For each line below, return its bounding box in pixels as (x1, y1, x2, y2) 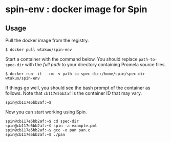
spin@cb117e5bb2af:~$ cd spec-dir (5, 119, 79, 124)
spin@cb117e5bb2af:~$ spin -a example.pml (5, 123, 97, 128)
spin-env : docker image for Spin (5, 4, 147, 15)
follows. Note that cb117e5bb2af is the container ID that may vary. (5, 90, 142, 96)
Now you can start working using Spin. (5, 109, 87, 115)
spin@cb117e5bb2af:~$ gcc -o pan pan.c (5, 128, 91, 133)
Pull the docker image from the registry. (5, 37, 89, 43)
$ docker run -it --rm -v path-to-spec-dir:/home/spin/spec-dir (5, 71, 145, 76)
